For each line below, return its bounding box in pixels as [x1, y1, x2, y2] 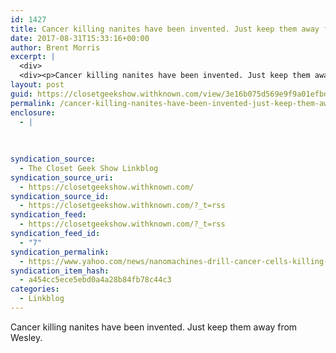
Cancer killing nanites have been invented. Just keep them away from [10, 321, 298, 333]
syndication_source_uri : [10, 172, 114, 183]
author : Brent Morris [10, 42, 101, 53]
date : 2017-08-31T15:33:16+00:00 [10, 33, 150, 43]
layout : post [10, 80, 65, 90]
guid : [10, 89, 33, 99]
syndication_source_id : [10, 191, 110, 201]
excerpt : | [10, 52, 56, 62]
